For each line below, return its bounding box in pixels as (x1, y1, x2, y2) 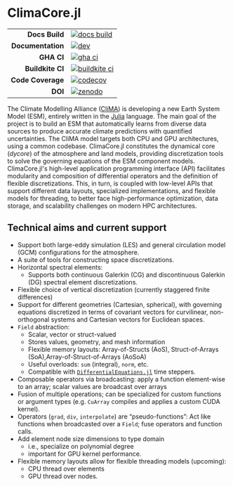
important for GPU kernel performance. (27, 449, 142, 458)
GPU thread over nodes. (27, 472, 98, 480)
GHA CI (39, 52, 65, 62)
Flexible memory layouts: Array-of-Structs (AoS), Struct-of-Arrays (27, 345, 219, 353)
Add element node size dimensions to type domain (17, 434, 165, 443)
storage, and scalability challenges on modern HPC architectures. (7, 202, 198, 210)
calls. (17, 427, 33, 435)
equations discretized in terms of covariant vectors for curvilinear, (17, 308, 208, 316)
